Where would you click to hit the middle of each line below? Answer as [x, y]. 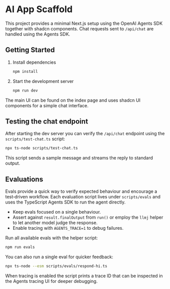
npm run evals [20, 247]
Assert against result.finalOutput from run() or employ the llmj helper [88, 217]
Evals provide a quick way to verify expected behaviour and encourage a [81, 191]
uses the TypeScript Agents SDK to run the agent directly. [66, 202]
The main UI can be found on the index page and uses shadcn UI [73, 100]
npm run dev [25, 90]
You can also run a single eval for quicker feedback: [59, 257]
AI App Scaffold [39, 9]
